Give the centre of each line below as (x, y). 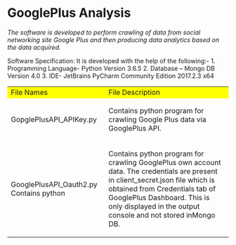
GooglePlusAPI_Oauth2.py (54, 184)
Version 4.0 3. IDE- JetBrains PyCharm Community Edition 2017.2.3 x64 (111, 76)
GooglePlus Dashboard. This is (159, 197)
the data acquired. (34, 47)
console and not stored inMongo (162, 215)
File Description (134, 92)
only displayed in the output (154, 206)
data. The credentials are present (163, 171)
